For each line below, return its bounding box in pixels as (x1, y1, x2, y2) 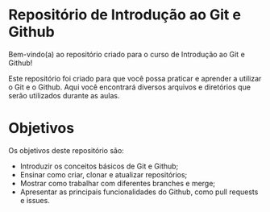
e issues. (19, 195, 50, 205)
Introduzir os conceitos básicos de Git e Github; (19, 161, 179, 171)
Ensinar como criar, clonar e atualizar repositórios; (19, 169, 188, 179)
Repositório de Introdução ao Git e (8, 6, 242, 24)
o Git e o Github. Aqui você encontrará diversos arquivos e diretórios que (8, 82, 251, 92)
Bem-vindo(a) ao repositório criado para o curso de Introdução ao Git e (8, 49, 246, 59)
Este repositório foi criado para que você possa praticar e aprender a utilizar (8, 73, 262, 83)
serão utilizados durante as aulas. (8, 90, 120, 100)
